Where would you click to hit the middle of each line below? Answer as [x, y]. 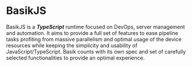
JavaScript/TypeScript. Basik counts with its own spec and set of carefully [96, 51]
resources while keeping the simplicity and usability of [72, 45]
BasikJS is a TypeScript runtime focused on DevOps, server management [95, 27]
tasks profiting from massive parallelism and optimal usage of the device [94, 39]
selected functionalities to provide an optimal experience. [75, 58]
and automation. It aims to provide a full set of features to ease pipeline [92, 33]
